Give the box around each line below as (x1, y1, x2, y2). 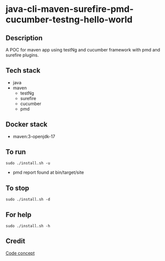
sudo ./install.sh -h (5, 224, 51, 229)
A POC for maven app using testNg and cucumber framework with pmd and (5, 47, 161, 52)
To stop (5, 184, 29, 192)
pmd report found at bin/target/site (12, 169, 84, 175)
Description (5, 34, 43, 42)
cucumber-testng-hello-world (5, 14, 133, 25)
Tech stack (5, 66, 41, 75)
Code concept (5, 250, 35, 256)
